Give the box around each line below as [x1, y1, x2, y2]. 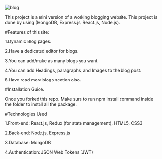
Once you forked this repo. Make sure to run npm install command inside [5, 96, 154, 102]
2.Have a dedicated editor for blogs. [5, 48, 79, 54]
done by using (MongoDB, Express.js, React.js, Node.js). [5, 20, 120, 25]
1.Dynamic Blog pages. [5, 39, 52, 44]
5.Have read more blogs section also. [5, 77, 81, 82]
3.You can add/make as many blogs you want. [5, 58, 99, 64]
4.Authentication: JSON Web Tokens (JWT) [5, 149, 93, 155]
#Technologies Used [5, 111, 47, 117]
